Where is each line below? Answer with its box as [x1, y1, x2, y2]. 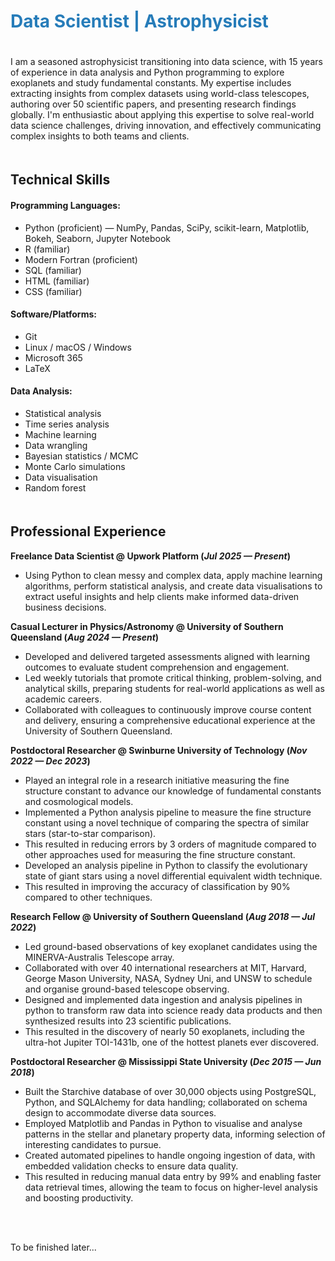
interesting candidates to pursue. [24, 1138, 162, 1150]
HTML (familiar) [24, 275, 90, 287]
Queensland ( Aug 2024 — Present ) [10, 631, 160, 643]
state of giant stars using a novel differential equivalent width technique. [24, 870, 323, 882]
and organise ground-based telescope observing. [24, 983, 230, 995]
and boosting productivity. [24, 1191, 134, 1204]
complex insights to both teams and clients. [10, 130, 190, 142]
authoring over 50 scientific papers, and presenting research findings [10, 98, 297, 110]
